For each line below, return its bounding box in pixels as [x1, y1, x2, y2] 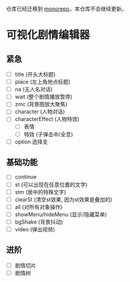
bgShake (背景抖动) [14, 218, 63, 225]
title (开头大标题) [14, 71, 56, 78]
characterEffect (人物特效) [14, 116, 79, 123]
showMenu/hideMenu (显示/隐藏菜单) [14, 210, 107, 218]
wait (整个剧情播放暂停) [14, 93, 73, 100]
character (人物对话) [14, 108, 66, 115]
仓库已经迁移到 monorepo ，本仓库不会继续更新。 [6, 5, 127, 12]
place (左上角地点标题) [14, 78, 70, 85]
